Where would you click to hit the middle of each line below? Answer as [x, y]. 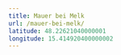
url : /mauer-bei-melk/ [46, 23]
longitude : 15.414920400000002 [61, 38]
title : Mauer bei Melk [46, 16]
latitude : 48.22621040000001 [57, 31]
